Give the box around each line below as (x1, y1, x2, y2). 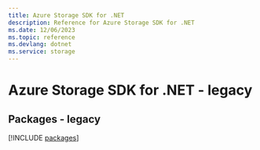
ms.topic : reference (8, 33, 76, 41)
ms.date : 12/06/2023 (8, 26, 76, 34)
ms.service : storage (8, 48, 76, 55)
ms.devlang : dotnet (8, 41, 72, 48)
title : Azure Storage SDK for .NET (8, 11, 125, 20)
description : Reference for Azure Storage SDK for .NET (8, 19, 195, 27)
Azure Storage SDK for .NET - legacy (8, 81, 253, 99)
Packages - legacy (8, 112, 101, 126)
